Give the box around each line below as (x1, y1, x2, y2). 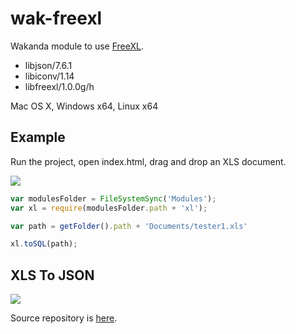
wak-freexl (10, 7, 103, 30)
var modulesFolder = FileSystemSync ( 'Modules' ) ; (10, 193, 217, 204)
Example (10, 129, 66, 146)
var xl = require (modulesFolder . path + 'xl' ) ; (10, 203, 208, 213)
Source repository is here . (10, 312, 118, 324)
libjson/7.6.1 (24, 59, 73, 71)
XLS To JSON (10, 267, 95, 284)
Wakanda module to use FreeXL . (10, 40, 145, 52)
